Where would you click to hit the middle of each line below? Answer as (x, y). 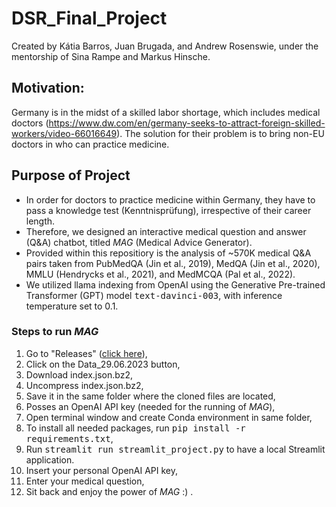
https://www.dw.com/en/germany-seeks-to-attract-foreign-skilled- (187, 123)
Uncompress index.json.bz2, (84, 385)
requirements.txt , (69, 438)
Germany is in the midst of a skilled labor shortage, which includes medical (166, 112)
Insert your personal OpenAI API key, (102, 470)
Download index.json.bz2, (79, 374)
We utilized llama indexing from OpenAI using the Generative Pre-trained (175, 284)
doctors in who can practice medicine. (90, 144)
